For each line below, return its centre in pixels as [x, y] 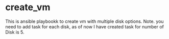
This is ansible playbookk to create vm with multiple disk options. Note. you [85, 21]
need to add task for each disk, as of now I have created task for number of [85, 26]
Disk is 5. [15, 32]
